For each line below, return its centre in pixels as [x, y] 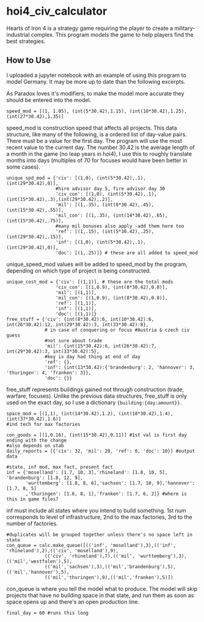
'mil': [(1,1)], [76, 292]
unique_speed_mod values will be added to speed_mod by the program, [97, 264]
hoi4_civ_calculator [57, 11]
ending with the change [37, 440]
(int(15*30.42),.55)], [35, 210]
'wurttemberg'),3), [162, 556]
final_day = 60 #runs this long [47, 613]
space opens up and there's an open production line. [73, 602]
